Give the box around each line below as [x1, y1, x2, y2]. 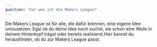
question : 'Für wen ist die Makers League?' [5, 7, 98, 12]
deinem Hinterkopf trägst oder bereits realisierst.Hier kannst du [5, 31, 134, 37]
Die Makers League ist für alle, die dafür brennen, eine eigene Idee [5, 21, 141, 26]
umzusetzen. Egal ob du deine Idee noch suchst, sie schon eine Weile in [5, 25, 152, 32]
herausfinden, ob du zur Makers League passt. [5, 36, 100, 42]
